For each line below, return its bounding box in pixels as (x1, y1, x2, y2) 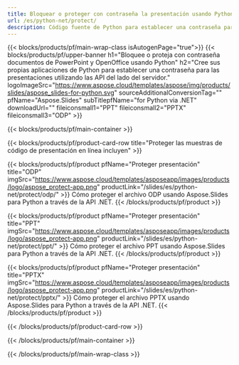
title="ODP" (7, 168, 42, 176)
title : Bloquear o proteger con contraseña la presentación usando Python (7, 10, 234, 18)
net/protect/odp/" (7, 190, 59, 199)
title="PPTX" (7, 271, 45, 280)
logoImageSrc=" (7, 81, 55, 90)
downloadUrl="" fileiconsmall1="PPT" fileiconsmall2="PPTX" (7, 104, 186, 112)
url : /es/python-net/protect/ (7, 17, 97, 24)
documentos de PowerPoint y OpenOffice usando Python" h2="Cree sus (7, 58, 221, 67)
